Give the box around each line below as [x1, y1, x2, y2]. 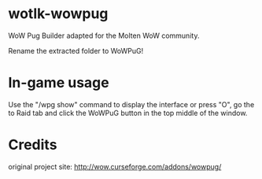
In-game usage [8, 74, 109, 91]
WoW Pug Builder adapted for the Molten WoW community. [8, 31, 200, 40]
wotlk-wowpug [8, 5, 109, 23]
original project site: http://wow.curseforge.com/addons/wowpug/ [8, 162, 222, 171]
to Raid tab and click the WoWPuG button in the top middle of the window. [8, 108, 248, 117]
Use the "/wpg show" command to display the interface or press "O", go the [8, 99, 255, 109]
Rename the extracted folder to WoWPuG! [8, 46, 144, 55]
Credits [8, 136, 57, 154]
